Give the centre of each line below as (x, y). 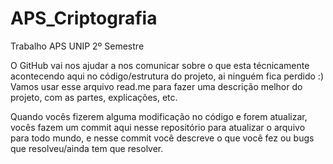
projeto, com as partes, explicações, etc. (94, 97)
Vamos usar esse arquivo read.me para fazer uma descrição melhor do (156, 86)
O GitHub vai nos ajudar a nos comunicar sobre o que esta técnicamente (160, 65)
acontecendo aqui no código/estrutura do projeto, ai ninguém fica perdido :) (167, 76)
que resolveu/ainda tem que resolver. (87, 148)
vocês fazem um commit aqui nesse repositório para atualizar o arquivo (158, 127)
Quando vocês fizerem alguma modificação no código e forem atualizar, (159, 116)
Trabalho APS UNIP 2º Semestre (77, 46)
